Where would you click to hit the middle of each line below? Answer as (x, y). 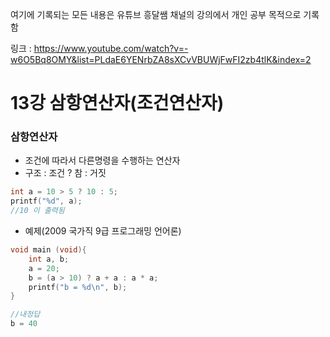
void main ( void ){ (48, 250)
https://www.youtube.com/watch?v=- (111, 48)
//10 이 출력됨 (37, 211)
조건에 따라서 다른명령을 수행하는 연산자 (102, 160)
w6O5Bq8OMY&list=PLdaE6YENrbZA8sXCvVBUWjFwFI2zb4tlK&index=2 (161, 59)
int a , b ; (49, 259)
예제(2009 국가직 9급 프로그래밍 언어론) (103, 231)
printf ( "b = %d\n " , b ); (78, 287)
